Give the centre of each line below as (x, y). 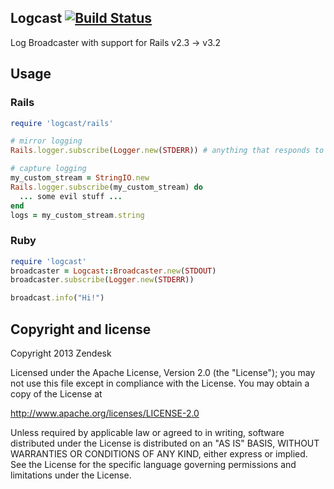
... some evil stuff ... (71, 196)
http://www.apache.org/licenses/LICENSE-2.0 (105, 413)
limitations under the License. (71, 475)
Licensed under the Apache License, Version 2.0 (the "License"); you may (163, 372)
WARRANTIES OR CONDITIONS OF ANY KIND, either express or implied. (159, 453)
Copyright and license (81, 329)
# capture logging (48, 169)
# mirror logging (46, 141)
